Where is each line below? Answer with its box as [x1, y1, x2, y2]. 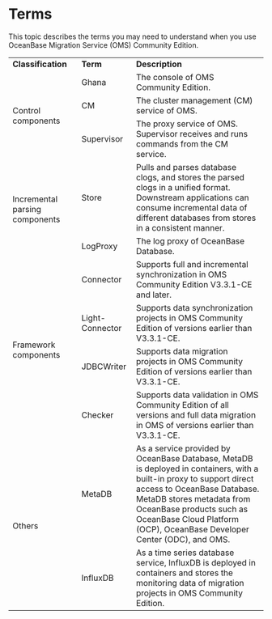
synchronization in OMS [136, 269, 227, 280]
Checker [81, 409, 114, 421]
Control [12, 104, 41, 116]
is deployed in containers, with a [136, 463, 259, 474]
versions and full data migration [136, 409, 257, 421]
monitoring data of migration [136, 577, 244, 588]
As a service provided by [136, 443, 231, 454]
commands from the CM [136, 138, 229, 150]
